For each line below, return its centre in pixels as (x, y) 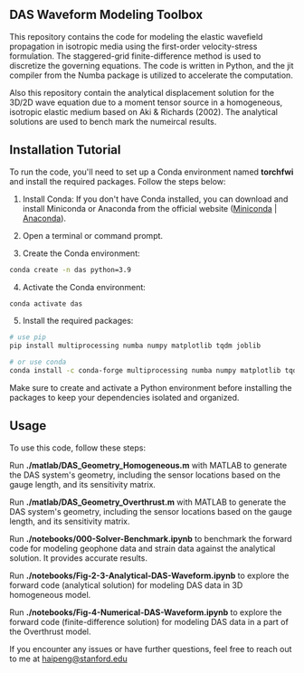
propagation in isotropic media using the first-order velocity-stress (133, 46)
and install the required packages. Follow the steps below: (118, 181)
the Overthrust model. (51, 631)
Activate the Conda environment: (84, 287)
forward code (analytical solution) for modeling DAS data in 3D (126, 585)
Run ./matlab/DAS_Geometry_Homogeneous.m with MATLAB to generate (148, 465)
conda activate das (46, 303)
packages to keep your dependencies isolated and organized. (124, 397)
